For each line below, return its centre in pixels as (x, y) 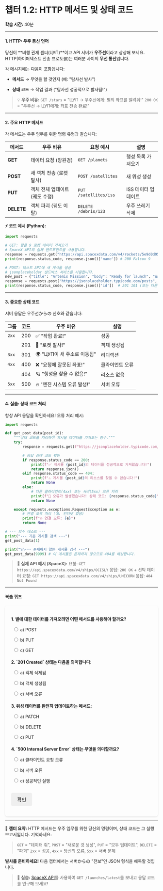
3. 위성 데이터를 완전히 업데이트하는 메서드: (52, 706)
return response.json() (55, 469)
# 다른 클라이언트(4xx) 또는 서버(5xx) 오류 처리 (74, 492)
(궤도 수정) (42, 197)
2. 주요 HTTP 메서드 (24, 122)
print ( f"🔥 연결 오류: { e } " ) (49, 518)
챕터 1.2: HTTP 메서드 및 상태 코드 (69, 10)
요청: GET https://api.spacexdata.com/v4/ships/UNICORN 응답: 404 (87, 576)
